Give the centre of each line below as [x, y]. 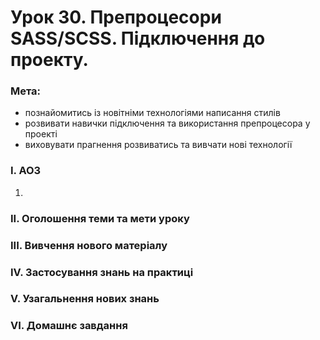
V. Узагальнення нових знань [85, 299]
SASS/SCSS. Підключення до [138, 38]
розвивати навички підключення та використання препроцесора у [167, 123]
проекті [41, 134]
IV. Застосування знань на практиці [102, 272]
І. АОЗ [26, 171]
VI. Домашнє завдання [69, 326]
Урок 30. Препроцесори [116, 17]
